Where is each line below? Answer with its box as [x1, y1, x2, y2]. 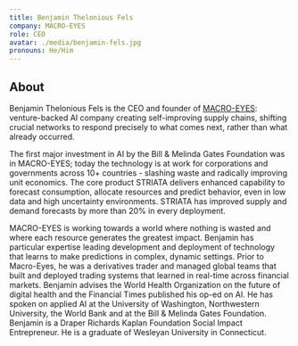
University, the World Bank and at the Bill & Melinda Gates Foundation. [9, 308, 268, 318]
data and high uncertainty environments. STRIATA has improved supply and [9, 195, 287, 206]
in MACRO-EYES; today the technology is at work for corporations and [9, 158, 269, 169]
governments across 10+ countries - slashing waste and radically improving [9, 167, 288, 178]
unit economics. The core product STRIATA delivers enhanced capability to [9, 177, 286, 187]
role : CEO [9, 29, 46, 38]
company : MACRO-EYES [9, 21, 87, 30]
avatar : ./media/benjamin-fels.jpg [9, 37, 142, 47]
